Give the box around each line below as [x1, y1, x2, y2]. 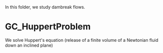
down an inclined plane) [5, 42, 54, 48]
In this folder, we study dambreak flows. [5, 4, 85, 10]
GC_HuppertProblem [5, 21, 91, 32]
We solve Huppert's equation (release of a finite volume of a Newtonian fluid [5, 37, 159, 43]
